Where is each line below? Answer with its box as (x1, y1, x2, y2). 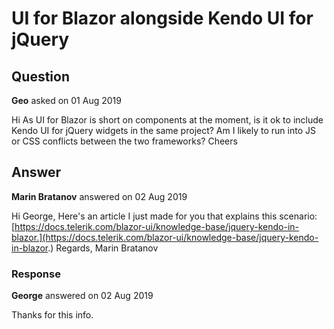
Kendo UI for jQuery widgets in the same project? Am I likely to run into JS (11, 125, 316, 136)
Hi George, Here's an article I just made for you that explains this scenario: (11, 210, 318, 222)
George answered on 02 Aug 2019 (11, 290, 154, 302)
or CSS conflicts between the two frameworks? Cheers (11, 135, 238, 147)
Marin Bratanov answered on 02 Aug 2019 (11, 190, 188, 202)
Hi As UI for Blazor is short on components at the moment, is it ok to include (11, 114, 324, 126)
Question (11, 68, 70, 85)
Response (11, 267, 61, 281)
